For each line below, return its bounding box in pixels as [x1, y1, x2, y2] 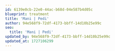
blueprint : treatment [5, 12, 49, 17]
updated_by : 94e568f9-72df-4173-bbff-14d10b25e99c [5, 34, 111, 39]
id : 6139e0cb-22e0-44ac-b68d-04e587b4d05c [5, 7, 93, 12]
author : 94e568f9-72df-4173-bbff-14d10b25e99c [5, 20, 102, 26]
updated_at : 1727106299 [5, 39, 54, 44]
